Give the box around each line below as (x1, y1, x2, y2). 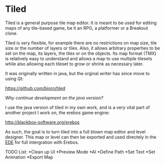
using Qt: (5, 76, 24, 82)
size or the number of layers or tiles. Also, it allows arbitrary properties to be (5, 45, 160, 51)
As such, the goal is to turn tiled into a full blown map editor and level (5, 128, 146, 134)
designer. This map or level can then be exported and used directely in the (5, 134, 157, 140)
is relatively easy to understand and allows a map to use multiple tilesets (5, 55, 152, 61)
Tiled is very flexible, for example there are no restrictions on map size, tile (5, 40, 157, 45)
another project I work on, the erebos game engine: (5, 110, 110, 116)
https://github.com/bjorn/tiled (5, 85, 66, 91)
